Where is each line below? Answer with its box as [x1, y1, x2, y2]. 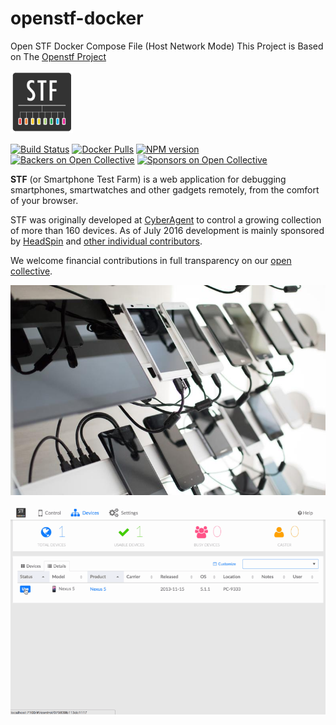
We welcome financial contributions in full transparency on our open [10, 254, 292, 266]
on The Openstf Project [10, 50, 107, 62]
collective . [10, 265, 53, 277]
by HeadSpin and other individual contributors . [10, 235, 203, 247]
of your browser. [10, 194, 79, 206]
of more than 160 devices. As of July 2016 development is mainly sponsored [10, 224, 325, 236]
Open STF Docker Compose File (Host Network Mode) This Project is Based [10, 40, 324, 52]
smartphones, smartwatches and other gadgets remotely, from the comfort [10, 183, 320, 196]
